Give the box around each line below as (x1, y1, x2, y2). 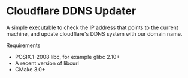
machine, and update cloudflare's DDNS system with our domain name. (6, 30, 183, 37)
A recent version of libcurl (14, 60, 79, 67)
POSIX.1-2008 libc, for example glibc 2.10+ (14, 53, 120, 60)
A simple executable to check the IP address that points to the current (6, 24, 178, 31)
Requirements (6, 42, 41, 49)
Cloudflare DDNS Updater (6, 4, 137, 18)
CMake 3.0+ (14, 65, 46, 73)
